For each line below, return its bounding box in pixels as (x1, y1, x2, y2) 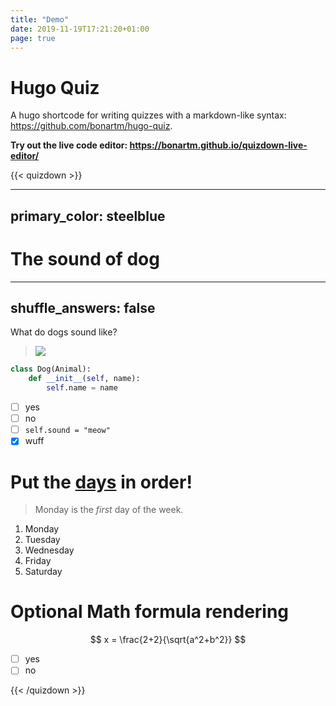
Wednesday (24, 544, 75, 556)
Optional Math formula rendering (10, 601, 290, 623)
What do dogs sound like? (10, 326, 118, 338)
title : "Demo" (10, 14, 70, 25)
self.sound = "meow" (24, 426, 111, 436)
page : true (10, 33, 56, 43)
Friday (24, 555, 52, 567)
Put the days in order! (10, 471, 193, 493)
